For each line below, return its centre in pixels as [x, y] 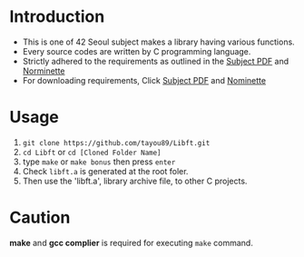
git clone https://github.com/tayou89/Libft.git [116, 143]
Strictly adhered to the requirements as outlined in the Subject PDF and [156, 61]
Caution [40, 217]
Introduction [57, 17]
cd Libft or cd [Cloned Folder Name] [92, 152]
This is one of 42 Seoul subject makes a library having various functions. [158, 42]
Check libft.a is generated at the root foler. [105, 171]
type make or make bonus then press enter [99, 162]
